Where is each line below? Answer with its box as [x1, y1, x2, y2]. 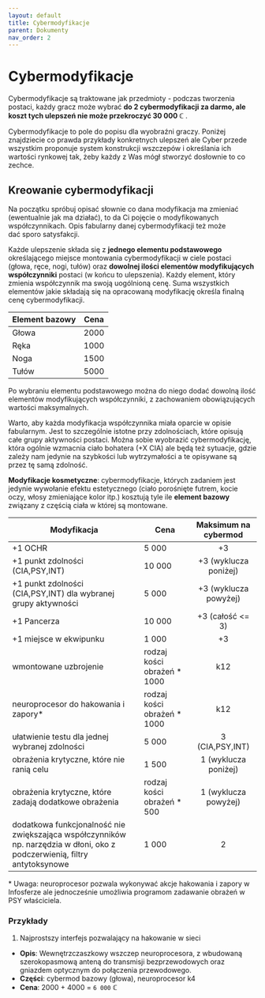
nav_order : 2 [8, 33, 51, 42]
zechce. [8, 160, 35, 170]
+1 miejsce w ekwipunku [12, 634, 105, 644]
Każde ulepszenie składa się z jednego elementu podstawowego [8, 245, 222, 254]
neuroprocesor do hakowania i [12, 699, 125, 710]
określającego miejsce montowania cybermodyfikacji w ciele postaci [8, 254, 232, 262]
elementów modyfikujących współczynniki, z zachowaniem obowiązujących [8, 394, 256, 404]
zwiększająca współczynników [12, 829, 126, 840]
